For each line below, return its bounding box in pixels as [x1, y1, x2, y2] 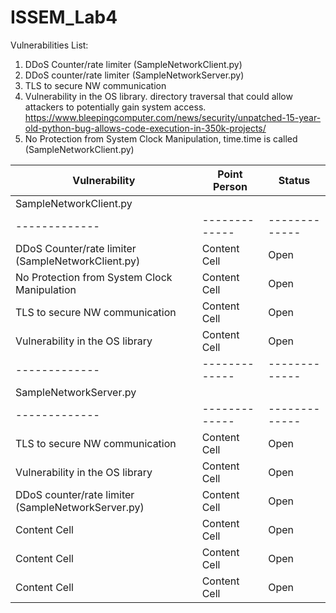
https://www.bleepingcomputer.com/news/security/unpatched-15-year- [24, 111, 322, 123]
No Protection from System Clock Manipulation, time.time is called [24, 132, 298, 145]
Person [212, 179, 248, 193]
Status [278, 173, 311, 187]
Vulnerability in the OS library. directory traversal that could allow [24, 90, 293, 102]
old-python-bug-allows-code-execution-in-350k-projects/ [24, 122, 267, 134]
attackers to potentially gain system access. [24, 101, 207, 113]
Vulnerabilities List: [10, 39, 89, 51]
